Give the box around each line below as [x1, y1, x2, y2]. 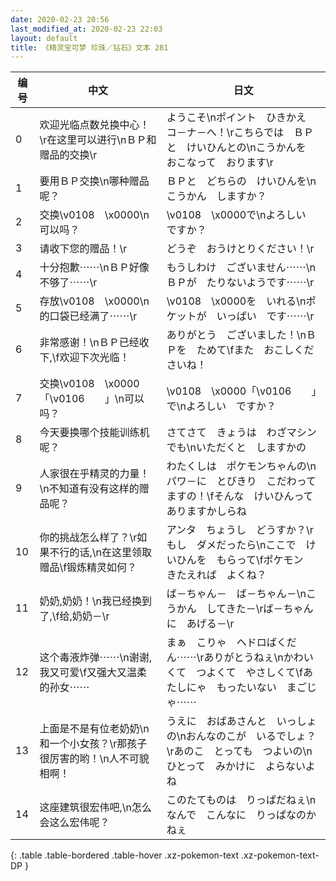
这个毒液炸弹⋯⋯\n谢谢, [39, 651, 152, 665]
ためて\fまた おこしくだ [196, 343, 315, 357]
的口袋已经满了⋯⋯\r [39, 309, 138, 323]
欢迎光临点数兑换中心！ [39, 118, 150, 132]
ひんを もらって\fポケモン [176, 553, 304, 567]
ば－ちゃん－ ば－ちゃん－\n [166, 587, 307, 601]
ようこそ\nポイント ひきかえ [166, 111, 307, 125]
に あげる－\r [166, 617, 235, 631]
